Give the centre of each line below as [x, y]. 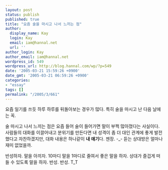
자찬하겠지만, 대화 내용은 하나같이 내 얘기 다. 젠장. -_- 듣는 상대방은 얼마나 [91, 139]
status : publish [22, 15]
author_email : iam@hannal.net [37, 57]
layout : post [19, 10]
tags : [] [14, 90]
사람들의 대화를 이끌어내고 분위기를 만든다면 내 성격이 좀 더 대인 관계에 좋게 [79, 133]
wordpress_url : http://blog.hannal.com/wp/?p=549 [59, 66]
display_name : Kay [29, 33]
